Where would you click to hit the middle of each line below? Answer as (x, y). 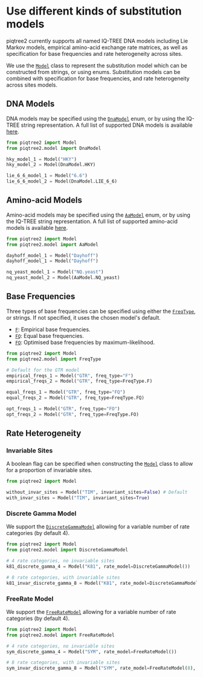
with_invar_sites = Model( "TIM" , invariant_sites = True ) (78, 498)
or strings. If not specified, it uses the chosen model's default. (84, 317)
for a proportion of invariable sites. (49, 470)
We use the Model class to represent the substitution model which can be (97, 66)
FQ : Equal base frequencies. (50, 335)
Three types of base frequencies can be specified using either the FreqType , (101, 311)
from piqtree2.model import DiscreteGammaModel (67, 550)
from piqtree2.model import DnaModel (54, 148)
